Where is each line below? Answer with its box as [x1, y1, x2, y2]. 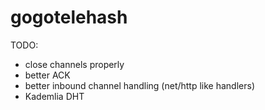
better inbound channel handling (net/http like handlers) [24, 79, 256, 91]
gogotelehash [10, 6, 128, 29]
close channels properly [24, 58, 125, 70]
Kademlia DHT [24, 90, 85, 102]
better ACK [24, 69, 71, 81]
